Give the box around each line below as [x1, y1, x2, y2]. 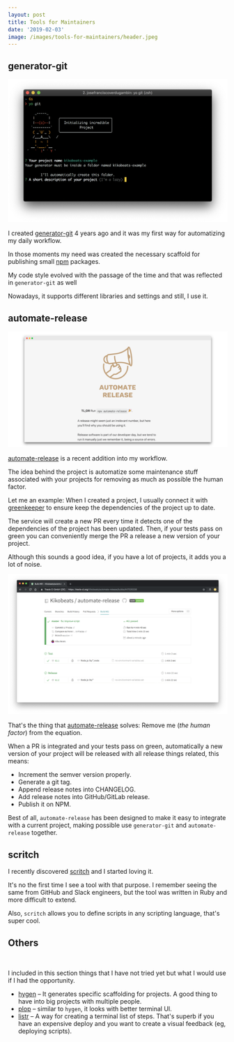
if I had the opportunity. [8, 976, 75, 984]
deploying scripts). [17, 1027, 72, 1035]
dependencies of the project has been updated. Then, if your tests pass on [8, 524, 223, 533]
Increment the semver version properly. [17, 771, 132, 779]
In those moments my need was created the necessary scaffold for [8, 250, 201, 258]
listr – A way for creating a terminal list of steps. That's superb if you [17, 1012, 214, 1020]
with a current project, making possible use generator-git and [8, 821, 187, 830]
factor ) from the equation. [8, 729, 82, 737]
